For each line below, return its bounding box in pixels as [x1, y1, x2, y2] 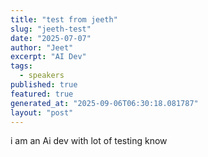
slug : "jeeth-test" [10, 24, 92, 34]
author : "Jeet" [10, 42, 74, 53]
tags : [10, 61, 33, 71]
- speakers [19, 71, 65, 81]
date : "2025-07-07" [10, 33, 92, 43]
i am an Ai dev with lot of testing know [10, 135, 168, 147]
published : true [10, 80, 78, 90]
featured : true [10, 89, 74, 99]
